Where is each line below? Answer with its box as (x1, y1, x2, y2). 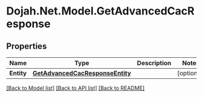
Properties (6, 41, 47, 51)
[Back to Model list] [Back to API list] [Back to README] (6, 84, 145, 92)
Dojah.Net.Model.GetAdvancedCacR (6, 4, 195, 18)
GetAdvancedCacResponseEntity (32, 69, 132, 77)
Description (137, 59, 172, 67)
